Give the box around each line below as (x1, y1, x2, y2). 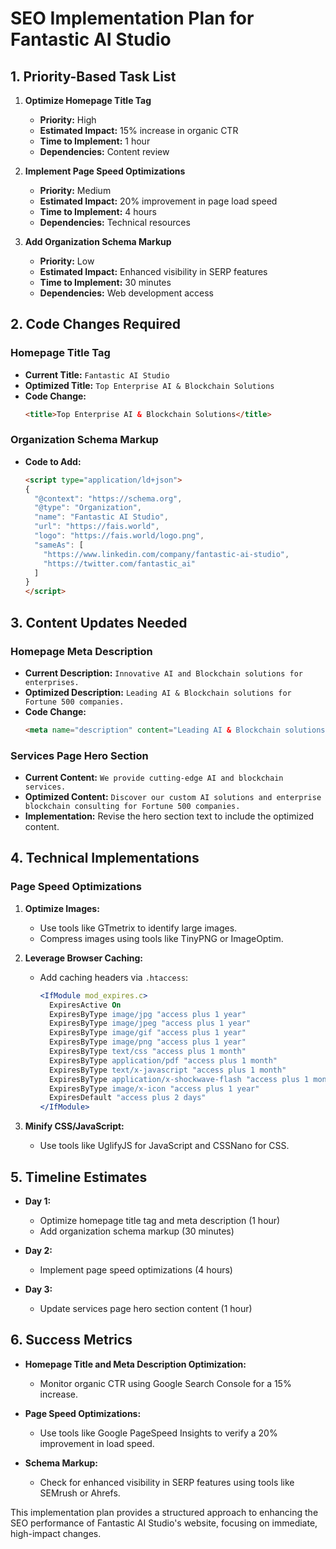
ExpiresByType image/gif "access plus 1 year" (48, 1028, 247, 1038)
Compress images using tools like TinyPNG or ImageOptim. (39, 932, 284, 944)
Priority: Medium (39, 185, 112, 196)
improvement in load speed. (39, 1437, 155, 1449)
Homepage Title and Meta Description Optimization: (24, 1358, 247, 1370)
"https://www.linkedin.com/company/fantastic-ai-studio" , (43, 549, 290, 559)
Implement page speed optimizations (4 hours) (39, 1263, 233, 1276)
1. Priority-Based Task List (10, 68, 177, 85)
